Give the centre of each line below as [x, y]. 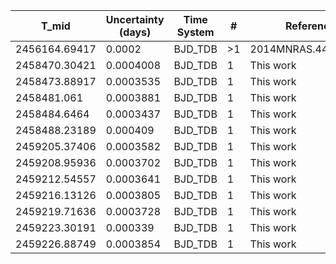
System [195, 32]
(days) [135, 32]
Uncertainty [135, 19]
